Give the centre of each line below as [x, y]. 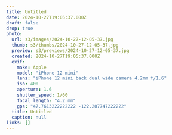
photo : [14, 34]
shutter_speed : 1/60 [42, 95]
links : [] [19, 123]
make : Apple [32, 67]
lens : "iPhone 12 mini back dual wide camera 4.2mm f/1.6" [92, 78]
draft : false [22, 23]
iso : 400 [28, 84]
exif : [19, 62]
